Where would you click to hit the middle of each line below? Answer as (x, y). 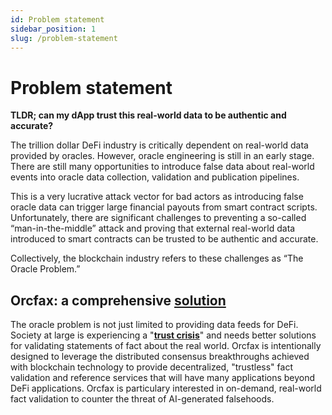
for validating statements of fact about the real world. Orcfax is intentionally (166, 346)
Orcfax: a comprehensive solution (118, 300)
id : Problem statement (57, 19)
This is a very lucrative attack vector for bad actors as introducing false (157, 197)
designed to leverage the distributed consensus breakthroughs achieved (160, 357)
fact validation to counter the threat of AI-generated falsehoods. (142, 399)
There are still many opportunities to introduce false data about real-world (162, 167)
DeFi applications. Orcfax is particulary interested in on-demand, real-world (166, 388)
